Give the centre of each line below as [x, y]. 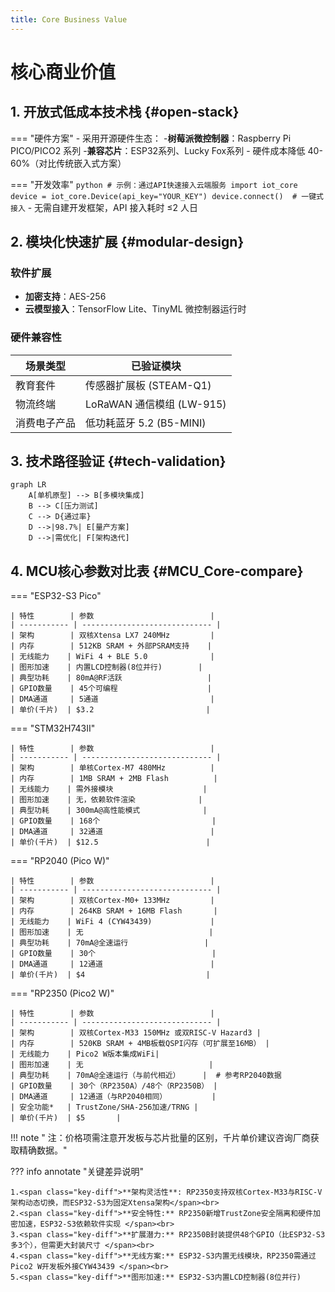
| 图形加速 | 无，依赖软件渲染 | [106, 800]
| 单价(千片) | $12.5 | [110, 842]
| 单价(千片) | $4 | [110, 975]
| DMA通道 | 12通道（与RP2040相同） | [113, 1097]
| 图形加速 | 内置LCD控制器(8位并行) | [106, 667]
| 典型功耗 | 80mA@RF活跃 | [111, 678]
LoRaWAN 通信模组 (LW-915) [156, 404]
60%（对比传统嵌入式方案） [68, 163]
